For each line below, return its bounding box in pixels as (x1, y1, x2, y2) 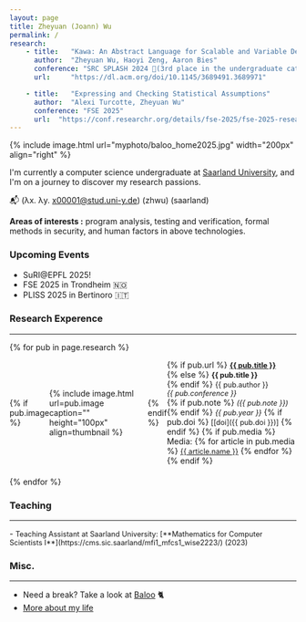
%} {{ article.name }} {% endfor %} (167, 445, 293, 456)
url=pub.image (48, 398, 105, 409)
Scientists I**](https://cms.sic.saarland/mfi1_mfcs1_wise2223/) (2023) (9, 538, 249, 548)
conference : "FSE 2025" (33, 106, 125, 115)
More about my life (22, 603, 94, 614)
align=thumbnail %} (48, 426, 124, 438)
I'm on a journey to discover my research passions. (9, 177, 201, 188)
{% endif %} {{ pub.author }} (167, 378, 269, 389)
